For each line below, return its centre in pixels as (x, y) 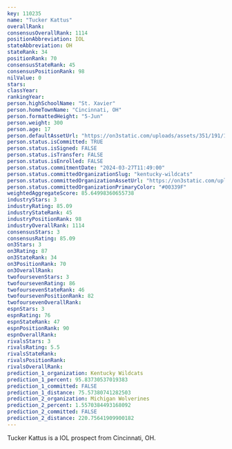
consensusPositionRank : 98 (46, 71)
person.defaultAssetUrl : (43, 135)
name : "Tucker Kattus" (40, 20)
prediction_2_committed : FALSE (52, 412)
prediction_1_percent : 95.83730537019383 (68, 380)
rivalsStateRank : (32, 354)
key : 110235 (24, 13)
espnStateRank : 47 (33, 322)
